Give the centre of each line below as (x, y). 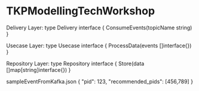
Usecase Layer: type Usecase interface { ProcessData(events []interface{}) (99, 45)
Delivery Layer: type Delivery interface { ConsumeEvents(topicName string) (99, 28)
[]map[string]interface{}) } (39, 69)
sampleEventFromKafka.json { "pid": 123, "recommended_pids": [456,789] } (99, 81)
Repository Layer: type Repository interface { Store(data (75, 63)
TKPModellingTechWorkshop (81, 11)
